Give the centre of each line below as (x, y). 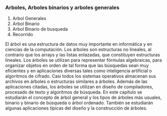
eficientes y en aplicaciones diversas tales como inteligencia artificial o (78, 71)
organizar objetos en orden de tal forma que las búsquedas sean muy (77, 66)
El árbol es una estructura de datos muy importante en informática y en (79, 44)
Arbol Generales (29, 19)
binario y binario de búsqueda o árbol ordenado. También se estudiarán (79, 103)
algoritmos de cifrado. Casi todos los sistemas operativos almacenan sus (81, 76)
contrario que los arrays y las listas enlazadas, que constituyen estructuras (83, 55)
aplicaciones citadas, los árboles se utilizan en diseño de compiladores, (79, 87)
